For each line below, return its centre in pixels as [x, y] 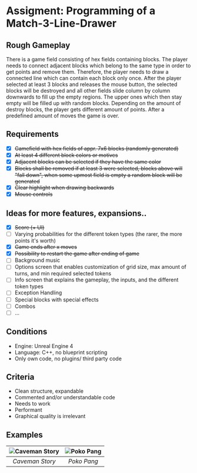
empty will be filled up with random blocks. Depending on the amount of [94, 103]
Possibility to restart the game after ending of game [77, 254]
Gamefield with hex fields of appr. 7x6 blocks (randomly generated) [96, 148]
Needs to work [33, 404]
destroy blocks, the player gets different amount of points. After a [85, 109]
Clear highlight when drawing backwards [64, 188]
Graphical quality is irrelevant [50, 416]
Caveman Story [34, 461]
